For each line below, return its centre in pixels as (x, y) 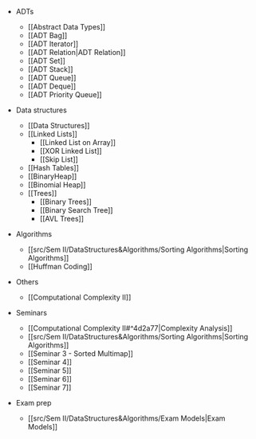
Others (27, 282)
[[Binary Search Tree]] (76, 210)
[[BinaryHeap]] (52, 176)
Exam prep (33, 403)
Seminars (32, 313)
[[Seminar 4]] (50, 362)
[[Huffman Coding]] (60, 267)
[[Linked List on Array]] (78, 142)
